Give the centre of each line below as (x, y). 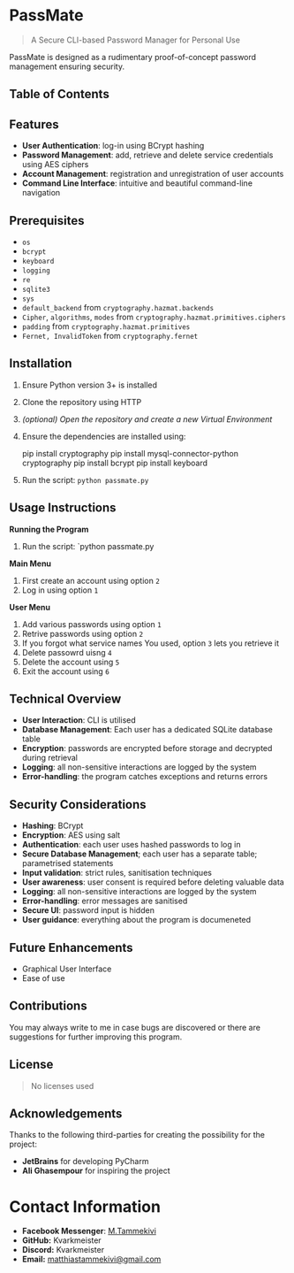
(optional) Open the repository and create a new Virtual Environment (147, 419)
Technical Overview (65, 698)
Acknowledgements (66, 1114)
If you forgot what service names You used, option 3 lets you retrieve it (151, 643)
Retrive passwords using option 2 (83, 633)
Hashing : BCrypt (53, 826)
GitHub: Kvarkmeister (61, 1240)
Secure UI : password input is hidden (88, 910)
